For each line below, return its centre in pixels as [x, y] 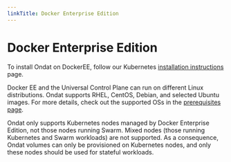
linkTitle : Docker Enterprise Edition [63, 13]
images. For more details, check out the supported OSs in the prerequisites [114, 102]
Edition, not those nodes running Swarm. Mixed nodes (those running [106, 130]
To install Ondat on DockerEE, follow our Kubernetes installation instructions [115, 67]
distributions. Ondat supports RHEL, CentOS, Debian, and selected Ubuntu [113, 94]
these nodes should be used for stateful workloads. [81, 152]
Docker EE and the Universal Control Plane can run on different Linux [105, 88]
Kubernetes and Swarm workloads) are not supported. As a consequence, [113, 137]
